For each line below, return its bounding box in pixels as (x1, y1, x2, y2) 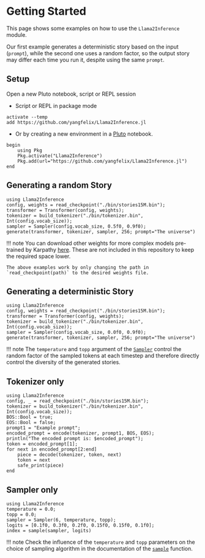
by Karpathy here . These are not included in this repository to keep (25, 246, 195, 253)
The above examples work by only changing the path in (6, 264, 149, 271)
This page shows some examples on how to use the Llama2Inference (6, 25, 180, 32)
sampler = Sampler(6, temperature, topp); (6, 517, 116, 523)
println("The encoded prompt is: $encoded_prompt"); (6, 436, 144, 442)
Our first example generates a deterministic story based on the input (6, 43, 179, 50)
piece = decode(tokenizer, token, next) (17, 452, 122, 458)
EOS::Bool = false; (6, 419, 56, 426)
